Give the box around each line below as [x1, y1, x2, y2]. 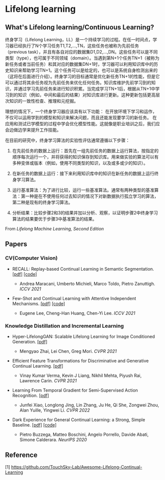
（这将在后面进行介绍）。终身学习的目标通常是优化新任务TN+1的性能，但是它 [5, 74, 160, 79]
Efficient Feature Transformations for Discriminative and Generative [12, 358, 149, 364]
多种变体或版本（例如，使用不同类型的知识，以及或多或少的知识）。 [12, 160, 148, 166]
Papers [5, 240, 27, 249]
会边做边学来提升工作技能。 [5, 127, 61, 133]
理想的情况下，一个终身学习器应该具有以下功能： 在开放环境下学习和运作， [5, 109, 157, 114]
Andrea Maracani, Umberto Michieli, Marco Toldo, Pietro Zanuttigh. [19, 281, 156, 286]
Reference [5, 451, 38, 459]
